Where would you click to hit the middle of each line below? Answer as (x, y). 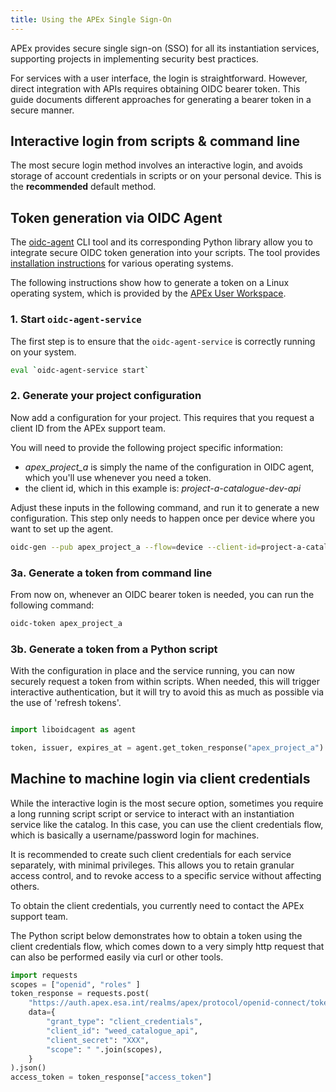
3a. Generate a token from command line (111, 573)
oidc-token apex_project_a (66, 623)
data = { (42, 1012)
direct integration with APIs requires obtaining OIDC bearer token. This (155, 88)
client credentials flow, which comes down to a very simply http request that (167, 946)
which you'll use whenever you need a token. (118, 477)
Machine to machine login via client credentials (160, 779)
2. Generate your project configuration (106, 396)
